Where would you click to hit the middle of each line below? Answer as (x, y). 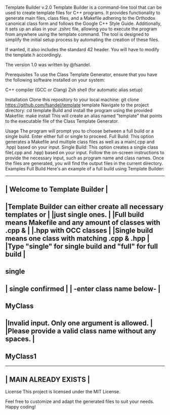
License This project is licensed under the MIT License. (63, 391)
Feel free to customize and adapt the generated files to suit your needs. (80, 401)
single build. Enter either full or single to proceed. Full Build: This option (80, 136)
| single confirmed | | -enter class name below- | (83, 289)
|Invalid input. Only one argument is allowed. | (79, 323)
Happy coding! (21, 407)
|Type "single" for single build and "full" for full (82, 246)
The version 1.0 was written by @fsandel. (48, 65)
